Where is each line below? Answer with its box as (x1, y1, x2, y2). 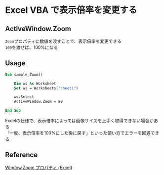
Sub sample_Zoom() (5, 72, 43, 77)
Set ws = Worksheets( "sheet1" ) (14, 86, 79, 90)
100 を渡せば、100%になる (5, 44, 58, 50)
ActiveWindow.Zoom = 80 (14, 99, 63, 104)
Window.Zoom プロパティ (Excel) (5, 164, 73, 171)
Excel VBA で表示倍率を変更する (5, 4, 137, 16)
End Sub (5, 108, 21, 113)
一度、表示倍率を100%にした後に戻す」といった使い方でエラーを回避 (9, 130, 151, 136)
